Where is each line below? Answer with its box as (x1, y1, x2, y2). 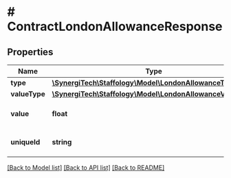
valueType (10, 89, 46, 98)
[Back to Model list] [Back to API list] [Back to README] (7, 164, 165, 172)
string (52, 137, 72, 146)
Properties (7, 46, 54, 58)
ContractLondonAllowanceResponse (7, 19, 223, 34)
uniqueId (10, 137, 41, 146)
